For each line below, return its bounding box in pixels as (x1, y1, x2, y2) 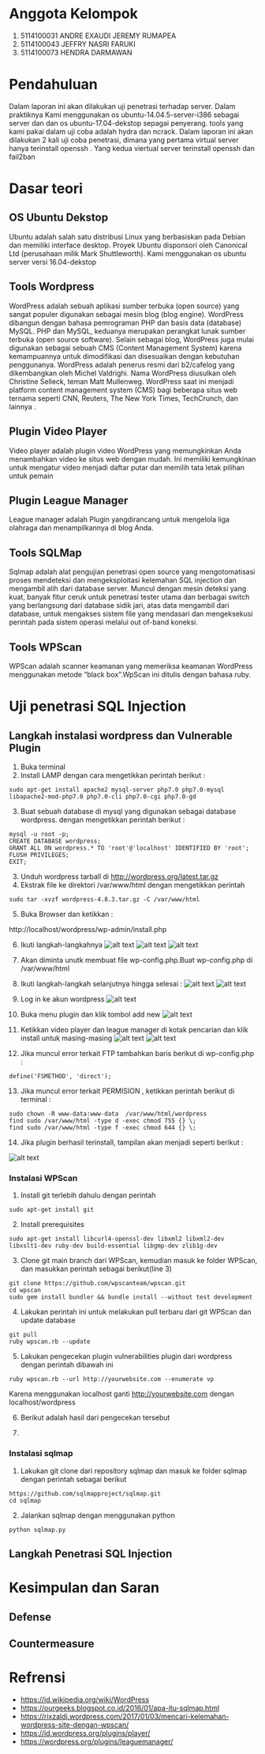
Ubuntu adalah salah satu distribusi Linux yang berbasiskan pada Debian (9, 232, 246, 241)
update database (20, 1315, 76, 1325)
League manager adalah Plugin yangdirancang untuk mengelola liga (9, 515, 230, 524)
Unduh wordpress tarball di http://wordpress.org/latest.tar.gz (20, 871, 219, 881)
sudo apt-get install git (9, 1206, 94, 1214)
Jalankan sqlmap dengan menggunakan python (20, 1511, 176, 1520)
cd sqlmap (9, 1496, 42, 1504)
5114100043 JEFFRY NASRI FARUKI (20, 39, 136, 48)
